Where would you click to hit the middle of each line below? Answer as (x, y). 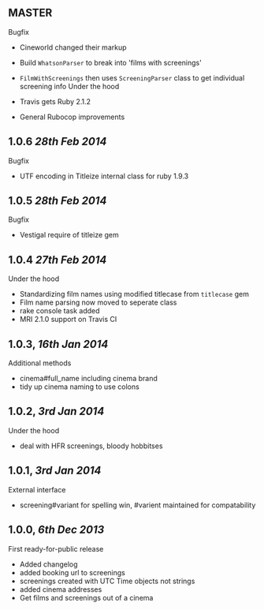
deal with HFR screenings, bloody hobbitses (91, 446)
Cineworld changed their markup (73, 47)
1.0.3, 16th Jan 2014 (58, 344)
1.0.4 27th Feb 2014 (58, 260)
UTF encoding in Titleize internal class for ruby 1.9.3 (104, 176)
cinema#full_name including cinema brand (88, 379)
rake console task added (59, 311)
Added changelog (48, 564)
